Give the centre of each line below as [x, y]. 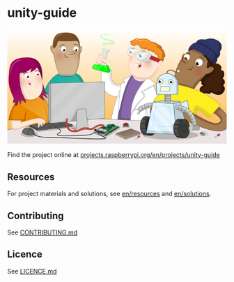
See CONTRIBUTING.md [42, 232]
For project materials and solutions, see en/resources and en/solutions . [109, 194]
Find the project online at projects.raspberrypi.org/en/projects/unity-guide [114, 155]
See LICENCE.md [32, 271]
